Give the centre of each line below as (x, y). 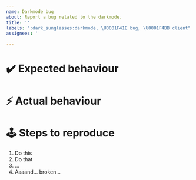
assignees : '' (24, 34)
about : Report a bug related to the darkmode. (64, 17)
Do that (24, 159)
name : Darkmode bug (30, 11)
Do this (23, 153)
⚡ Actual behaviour (54, 101)
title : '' (18, 22)
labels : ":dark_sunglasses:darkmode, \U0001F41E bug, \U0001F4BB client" (99, 28)
